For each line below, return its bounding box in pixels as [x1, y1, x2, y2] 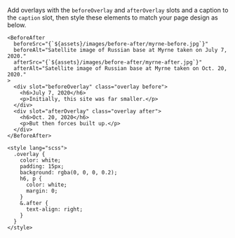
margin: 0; [25, 188, 58, 195]
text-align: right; [25, 206, 83, 213]
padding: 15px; [20, 163, 65, 170]
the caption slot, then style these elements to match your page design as [7, 13, 219, 22]
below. [7, 21, 27, 29]
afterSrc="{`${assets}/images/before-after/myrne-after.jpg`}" [13, 59, 202, 66]
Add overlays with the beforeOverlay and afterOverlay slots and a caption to [7, 6, 229, 14]
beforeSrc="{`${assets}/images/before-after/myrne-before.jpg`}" [13, 41, 209, 48]
